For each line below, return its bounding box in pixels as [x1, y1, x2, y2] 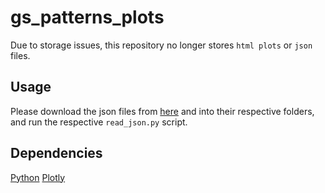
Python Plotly [10, 171, 66, 183]
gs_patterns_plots [10, 6, 165, 29]
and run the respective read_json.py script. [10, 116, 188, 128]
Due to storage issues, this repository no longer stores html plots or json [10, 39, 313, 51]
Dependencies [10, 145, 103, 162]
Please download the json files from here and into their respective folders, [10, 105, 315, 117]
